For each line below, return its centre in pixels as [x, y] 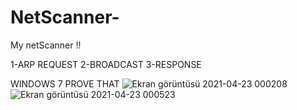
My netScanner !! [46, 45]
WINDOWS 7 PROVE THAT [65, 83]
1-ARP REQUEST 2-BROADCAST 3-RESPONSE [106, 64]
